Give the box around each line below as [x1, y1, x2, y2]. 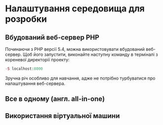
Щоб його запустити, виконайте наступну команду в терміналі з [23, 51, 158, 57]
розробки [5, 13, 47, 25]
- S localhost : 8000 [5, 66, 43, 71]
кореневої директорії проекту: [5, 57, 70, 62]
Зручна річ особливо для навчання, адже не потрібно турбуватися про [5, 75, 156, 81]
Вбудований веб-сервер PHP [5, 33, 100, 42]
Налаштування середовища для [5, 3, 145, 14]
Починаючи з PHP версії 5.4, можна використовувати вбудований [5, 46, 145, 52]
